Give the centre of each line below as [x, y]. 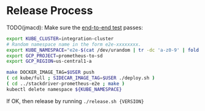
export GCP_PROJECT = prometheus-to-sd [55, 56]
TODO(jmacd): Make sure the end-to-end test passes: [75, 27]
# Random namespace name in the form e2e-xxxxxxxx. [74, 44]
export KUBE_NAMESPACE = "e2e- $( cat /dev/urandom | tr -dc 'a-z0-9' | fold [103, 50]
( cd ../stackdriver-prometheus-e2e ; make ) [65, 84]
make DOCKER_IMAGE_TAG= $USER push [51, 73]
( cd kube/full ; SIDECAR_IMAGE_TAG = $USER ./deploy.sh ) [81, 78]
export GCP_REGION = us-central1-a [49, 62]
